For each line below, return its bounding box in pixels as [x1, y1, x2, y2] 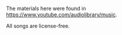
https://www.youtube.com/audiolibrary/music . [6, 11, 117, 18]
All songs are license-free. [6, 23, 70, 29]
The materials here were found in [6, 5, 86, 12]
